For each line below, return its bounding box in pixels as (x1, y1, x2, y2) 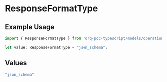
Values (5, 59, 27, 67)
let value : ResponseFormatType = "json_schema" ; (5, 45, 108, 50)
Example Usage (5, 23, 55, 31)
